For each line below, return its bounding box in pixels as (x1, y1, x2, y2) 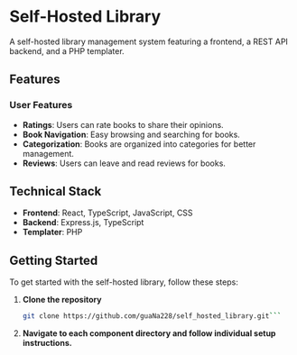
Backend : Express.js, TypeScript (22, 217, 144, 228)
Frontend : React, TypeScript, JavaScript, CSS (22, 207, 193, 218)
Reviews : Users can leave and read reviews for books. (22, 158, 226, 168)
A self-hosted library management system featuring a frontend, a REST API (9, 36, 289, 47)
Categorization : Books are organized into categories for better (22, 138, 256, 150)
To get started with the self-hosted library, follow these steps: (9, 277, 239, 287)
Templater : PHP (22, 227, 83, 238)
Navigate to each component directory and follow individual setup (22, 328, 276, 339)
